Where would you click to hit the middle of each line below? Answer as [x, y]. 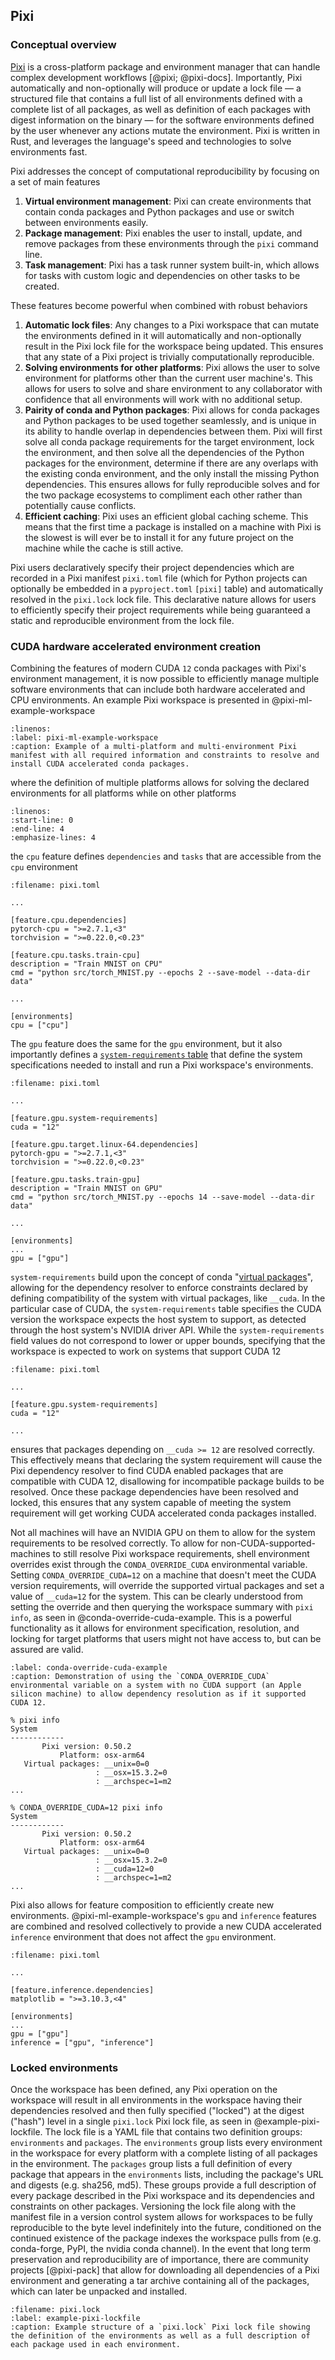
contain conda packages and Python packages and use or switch [159, 211]
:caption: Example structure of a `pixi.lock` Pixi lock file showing [160, 2327]
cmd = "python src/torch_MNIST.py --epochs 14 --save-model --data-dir [162, 1197]
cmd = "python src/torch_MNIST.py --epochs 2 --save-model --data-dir [160, 972]
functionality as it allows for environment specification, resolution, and [155, 1628]
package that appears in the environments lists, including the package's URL [167, 2175]
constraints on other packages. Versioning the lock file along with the [153, 2206]
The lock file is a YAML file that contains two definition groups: [173, 2132]
